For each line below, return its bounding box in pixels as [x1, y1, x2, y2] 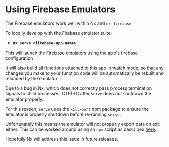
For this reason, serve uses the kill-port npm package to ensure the [5, 106, 149, 112]
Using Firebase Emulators [5, 4, 116, 15]
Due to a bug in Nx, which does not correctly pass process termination [5, 85, 152, 91]
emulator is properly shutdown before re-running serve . [5, 111, 121, 117]
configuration [5, 55, 33, 61]
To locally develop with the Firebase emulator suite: [5, 30, 112, 36]
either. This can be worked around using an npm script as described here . [5, 126, 157, 132]
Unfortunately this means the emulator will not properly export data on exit [5, 121, 160, 127]
